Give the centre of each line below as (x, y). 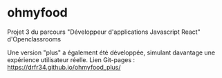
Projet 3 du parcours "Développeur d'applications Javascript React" (104, 32)
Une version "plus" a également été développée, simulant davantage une (111, 52)
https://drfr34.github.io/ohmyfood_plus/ (64, 67)
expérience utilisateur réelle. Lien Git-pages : (71, 59)
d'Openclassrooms (34, 39)
